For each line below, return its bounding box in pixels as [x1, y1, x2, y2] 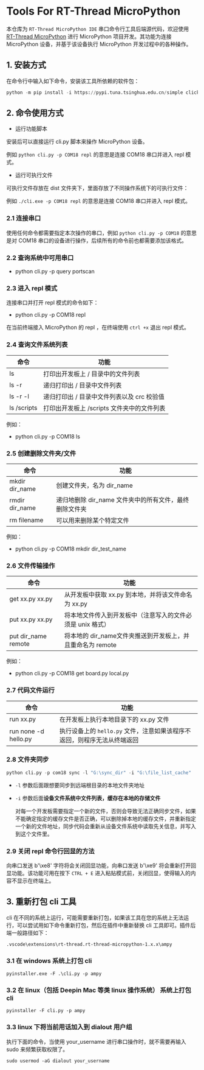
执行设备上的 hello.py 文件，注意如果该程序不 [59, 727, 191, 735]
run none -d [9, 727, 44, 735]
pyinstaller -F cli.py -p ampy [6, 1008, 86, 1014]
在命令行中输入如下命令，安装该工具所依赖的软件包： [6, 77, 140, 85]
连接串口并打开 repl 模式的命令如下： [6, 299, 99, 306]
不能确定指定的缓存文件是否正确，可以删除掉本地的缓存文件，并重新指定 [15, 815, 196, 822]
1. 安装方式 [6, 60, 47, 71]
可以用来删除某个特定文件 [56, 516, 129, 524]
